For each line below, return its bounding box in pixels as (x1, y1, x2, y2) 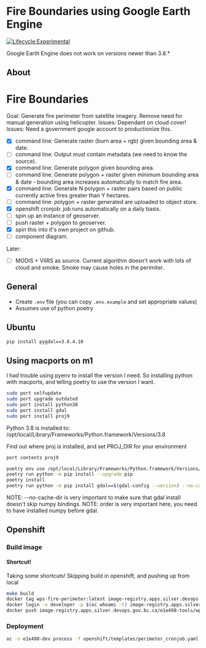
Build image (6, 543, 43, 552)
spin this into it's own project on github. (15, 225, 115, 233)
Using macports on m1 (6, 355, 93, 366)
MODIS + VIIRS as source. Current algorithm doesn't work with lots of (15, 257, 191, 264)
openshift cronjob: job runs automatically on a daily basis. (15, 205, 161, 213)
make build (6, 590, 34, 596)
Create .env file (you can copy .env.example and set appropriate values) (15, 298, 197, 305)
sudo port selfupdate (6, 390, 62, 397)
